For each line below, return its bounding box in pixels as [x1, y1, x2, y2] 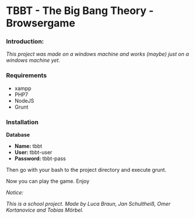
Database [6, 132, 30, 139]
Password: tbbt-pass [14, 155, 66, 162]
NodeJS [14, 97, 34, 104]
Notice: [6, 189, 24, 196]
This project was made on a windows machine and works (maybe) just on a [6, 51, 189, 58]
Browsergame [6, 16, 76, 30]
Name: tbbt [14, 143, 43, 150]
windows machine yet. [6, 57, 60, 64]
